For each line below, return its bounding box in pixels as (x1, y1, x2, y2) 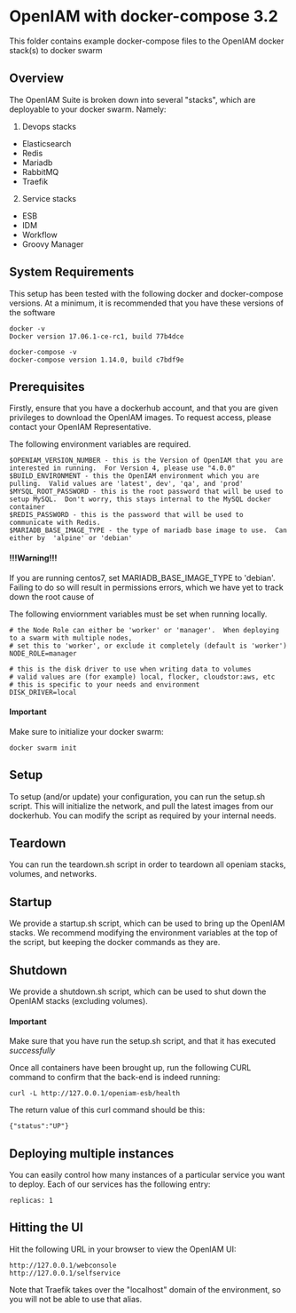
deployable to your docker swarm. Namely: (9, 104, 167, 115)
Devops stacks (21, 121, 77, 131)
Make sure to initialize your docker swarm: (9, 726, 164, 736)
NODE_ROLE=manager (9, 649, 77, 658)
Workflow (21, 229, 58, 240)
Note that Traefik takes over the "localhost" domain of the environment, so (9, 1284, 282, 1294)
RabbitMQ (21, 166, 59, 177)
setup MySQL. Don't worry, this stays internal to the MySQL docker (9, 495, 272, 504)
